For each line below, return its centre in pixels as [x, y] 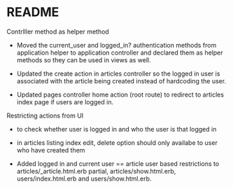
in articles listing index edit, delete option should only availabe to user [117, 142]
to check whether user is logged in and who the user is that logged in [116, 129]
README [33, 12]
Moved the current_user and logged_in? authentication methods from [116, 45]
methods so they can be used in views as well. [84, 59]
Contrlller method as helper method [58, 31]
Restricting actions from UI [45, 115]
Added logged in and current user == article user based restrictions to [118, 163]
